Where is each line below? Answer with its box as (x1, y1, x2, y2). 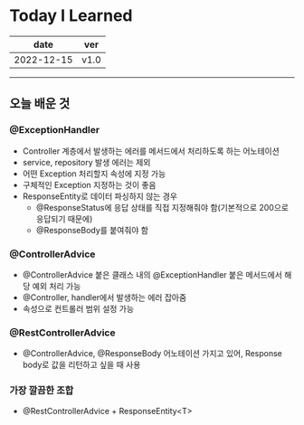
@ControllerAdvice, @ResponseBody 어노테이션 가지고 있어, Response (22, 348, 283, 359)
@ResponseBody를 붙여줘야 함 (35, 224, 149, 235)
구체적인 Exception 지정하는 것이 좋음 (22, 179, 157, 190)
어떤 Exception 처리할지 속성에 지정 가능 (22, 168, 166, 179)
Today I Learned (9, 5, 133, 26)
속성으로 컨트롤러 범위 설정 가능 (22, 303, 134, 314)
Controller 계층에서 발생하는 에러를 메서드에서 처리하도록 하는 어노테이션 (22, 146, 280, 156)
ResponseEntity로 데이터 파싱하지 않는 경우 (22, 191, 178, 202)
